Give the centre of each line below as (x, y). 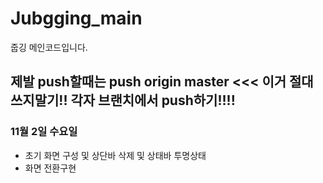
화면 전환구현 (50, 168)
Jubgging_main (76, 18)
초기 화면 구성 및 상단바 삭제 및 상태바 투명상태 (115, 155)
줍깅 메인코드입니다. (49, 47)
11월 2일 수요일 (44, 132)
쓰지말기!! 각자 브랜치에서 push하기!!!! (123, 100)
